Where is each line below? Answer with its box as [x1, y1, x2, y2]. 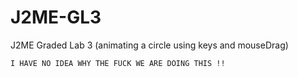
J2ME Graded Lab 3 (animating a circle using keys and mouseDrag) [10, 39, 289, 51]
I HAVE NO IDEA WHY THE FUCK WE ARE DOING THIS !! [10, 58, 226, 68]
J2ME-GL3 [10, 6, 102, 29]
